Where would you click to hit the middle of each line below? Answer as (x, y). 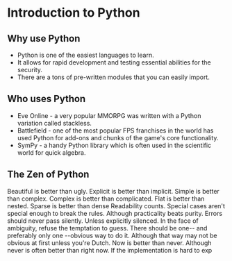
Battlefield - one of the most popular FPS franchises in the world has (115, 130)
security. (30, 70)
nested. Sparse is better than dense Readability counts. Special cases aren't (116, 205)
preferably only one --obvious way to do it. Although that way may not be (112, 235)
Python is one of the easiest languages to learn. (85, 55)
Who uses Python (47, 99)
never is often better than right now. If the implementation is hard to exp (110, 250)
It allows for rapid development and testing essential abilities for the (114, 62)
